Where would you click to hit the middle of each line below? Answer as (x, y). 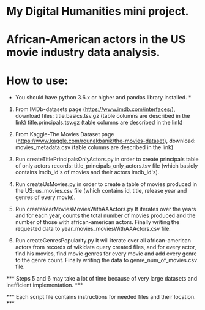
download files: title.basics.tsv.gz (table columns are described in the (102, 116)
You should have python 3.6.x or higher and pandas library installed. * (103, 98)
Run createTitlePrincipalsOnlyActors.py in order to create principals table (107, 159)
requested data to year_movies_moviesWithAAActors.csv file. (93, 229)
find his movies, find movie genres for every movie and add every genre (106, 254)
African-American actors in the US (96, 40)
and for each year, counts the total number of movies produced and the (105, 215)
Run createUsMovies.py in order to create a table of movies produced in (106, 184)
